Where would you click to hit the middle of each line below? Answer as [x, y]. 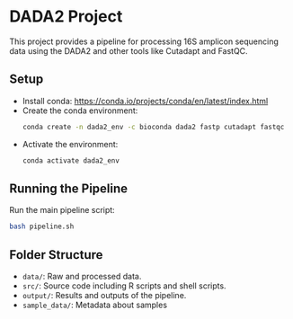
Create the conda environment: [80, 111]
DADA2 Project [66, 17]
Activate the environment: [70, 144]
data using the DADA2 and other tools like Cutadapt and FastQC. [129, 50]
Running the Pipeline [69, 188]
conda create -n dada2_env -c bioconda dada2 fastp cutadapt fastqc [153, 127]
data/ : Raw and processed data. [82, 276]
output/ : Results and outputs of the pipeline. [104, 295]
